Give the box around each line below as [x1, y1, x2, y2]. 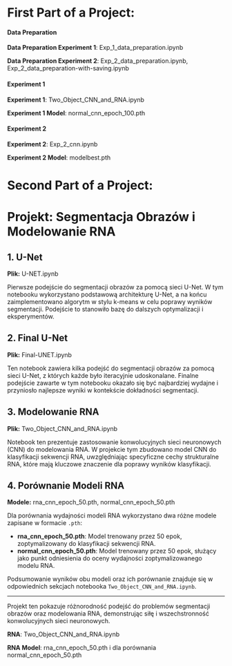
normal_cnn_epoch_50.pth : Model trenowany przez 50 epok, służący [17, 547, 217, 555]
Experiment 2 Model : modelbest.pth [7, 153, 111, 162]
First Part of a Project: [7, 5, 135, 21]
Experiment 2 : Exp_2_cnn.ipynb [7, 140, 98, 148]
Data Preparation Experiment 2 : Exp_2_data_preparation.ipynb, [7, 57, 188, 65]
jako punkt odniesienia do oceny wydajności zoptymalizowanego [17, 554, 202, 562]
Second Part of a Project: [7, 178, 153, 193]
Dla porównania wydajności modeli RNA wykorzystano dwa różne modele [7, 511, 217, 520]
